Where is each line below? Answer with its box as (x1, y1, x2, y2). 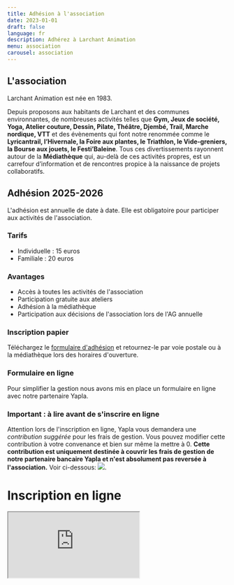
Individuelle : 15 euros (17, 247, 80, 255)
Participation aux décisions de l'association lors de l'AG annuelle (17, 310, 203, 319)
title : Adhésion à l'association (7, 10, 105, 18)
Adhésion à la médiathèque (17, 303, 96, 311)
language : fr (7, 29, 45, 37)
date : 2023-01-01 (7, 17, 58, 24)
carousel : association (7, 50, 73, 57)
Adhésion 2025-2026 (7, 187, 103, 200)
